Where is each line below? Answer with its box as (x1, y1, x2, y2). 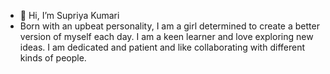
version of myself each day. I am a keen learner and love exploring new (19, 31, 314, 42)
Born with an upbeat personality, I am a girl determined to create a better (19, 20, 320, 32)
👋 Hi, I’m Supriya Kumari (19, 10, 120, 21)
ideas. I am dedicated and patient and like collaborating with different (19, 41, 306, 53)
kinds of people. (19, 52, 87, 64)
